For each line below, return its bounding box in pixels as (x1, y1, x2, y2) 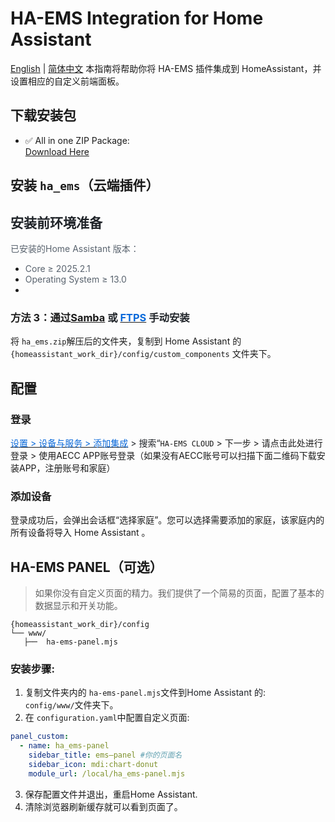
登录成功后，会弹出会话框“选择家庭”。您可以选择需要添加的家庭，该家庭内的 (10, 514, 325, 526)
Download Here (24, 145, 90, 157)
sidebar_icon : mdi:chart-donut (28, 759, 159, 769)
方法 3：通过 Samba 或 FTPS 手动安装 (10, 310, 190, 324)
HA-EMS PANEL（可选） (10, 558, 163, 576)
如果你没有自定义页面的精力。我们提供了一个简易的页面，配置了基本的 (34, 587, 325, 599)
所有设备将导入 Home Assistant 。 (10, 527, 151, 539)
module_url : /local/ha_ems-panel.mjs (28, 768, 186, 779)
